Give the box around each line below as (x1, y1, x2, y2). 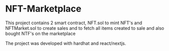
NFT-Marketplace (5, 3, 82, 15)
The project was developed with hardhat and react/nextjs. (5, 40, 126, 46)
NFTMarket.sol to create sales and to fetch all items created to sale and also (5, 25, 164, 31)
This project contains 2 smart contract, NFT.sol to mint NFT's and (5, 20, 143, 26)
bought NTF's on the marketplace (5, 30, 76, 36)
